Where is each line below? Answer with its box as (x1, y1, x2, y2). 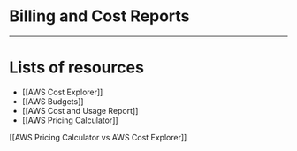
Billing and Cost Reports (9, 6, 190, 26)
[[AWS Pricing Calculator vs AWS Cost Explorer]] (9, 132, 187, 142)
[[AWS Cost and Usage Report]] (21, 105, 139, 116)
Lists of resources (9, 57, 144, 78)
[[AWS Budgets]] (21, 95, 84, 107)
